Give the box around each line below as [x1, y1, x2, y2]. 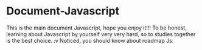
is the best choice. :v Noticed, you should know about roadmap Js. [6, 37, 174, 44]
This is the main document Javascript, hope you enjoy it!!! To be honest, [6, 24, 187, 31]
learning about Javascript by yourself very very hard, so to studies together [6, 30, 196, 37]
